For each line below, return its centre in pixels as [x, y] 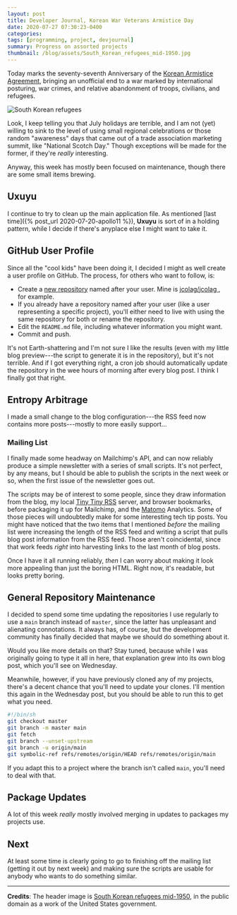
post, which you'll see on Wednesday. [62, 666]
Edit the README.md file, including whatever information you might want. [120, 326]
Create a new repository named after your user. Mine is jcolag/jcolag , [119, 289]
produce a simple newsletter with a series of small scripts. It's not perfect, [115, 465]
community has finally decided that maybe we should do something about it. [118, 637]
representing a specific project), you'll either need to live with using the [121, 311]
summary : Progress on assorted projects [68, 47]
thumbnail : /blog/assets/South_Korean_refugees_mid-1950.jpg [99, 54]
